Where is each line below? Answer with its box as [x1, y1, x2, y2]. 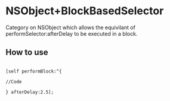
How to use [5, 48, 48, 58]
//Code [5, 78, 22, 84]
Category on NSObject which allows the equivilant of [5, 24, 135, 31]
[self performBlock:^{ [5, 68, 62, 74]
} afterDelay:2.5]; [5, 89, 54, 95]
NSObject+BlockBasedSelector [5, 4, 164, 18]
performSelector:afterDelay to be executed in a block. [5, 30, 138, 37]
